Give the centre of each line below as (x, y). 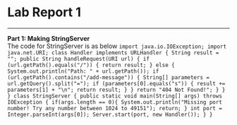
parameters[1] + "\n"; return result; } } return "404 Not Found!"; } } (116, 90)
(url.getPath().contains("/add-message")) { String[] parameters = (109, 77)
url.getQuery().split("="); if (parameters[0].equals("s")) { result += (116, 83)
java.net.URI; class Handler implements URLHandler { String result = (113, 53)
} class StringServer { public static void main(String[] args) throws (115, 96)
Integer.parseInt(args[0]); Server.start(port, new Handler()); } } (110, 114)
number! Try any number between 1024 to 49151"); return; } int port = (115, 108)
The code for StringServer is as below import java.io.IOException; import (117, 46)
